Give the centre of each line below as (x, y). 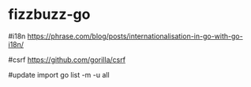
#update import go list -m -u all (59, 74)
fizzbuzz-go (49, 14)
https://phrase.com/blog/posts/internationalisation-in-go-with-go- (135, 36)
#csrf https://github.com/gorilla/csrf (67, 60)
